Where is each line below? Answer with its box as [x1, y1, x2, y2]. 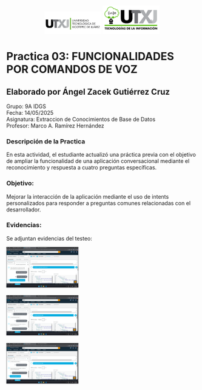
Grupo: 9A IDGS [6, 103, 47, 110]
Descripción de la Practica [6, 137, 86, 145]
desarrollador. [6, 206, 41, 213]
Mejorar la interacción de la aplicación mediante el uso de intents [6, 193, 169, 200]
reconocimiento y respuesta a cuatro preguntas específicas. [6, 164, 157, 171]
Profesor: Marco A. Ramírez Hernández [6, 121, 104, 129]
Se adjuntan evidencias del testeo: [6, 234, 92, 242]
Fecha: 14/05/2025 [6, 109, 54, 116]
